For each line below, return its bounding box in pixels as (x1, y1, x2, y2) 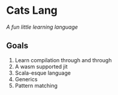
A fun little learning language (6, 23, 78, 30)
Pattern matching (14, 82, 58, 89)
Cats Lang (6, 4, 58, 17)
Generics (14, 75, 38, 82)
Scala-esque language (14, 69, 71, 76)
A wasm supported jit (14, 63, 68, 70)
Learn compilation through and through (14, 56, 112, 63)
